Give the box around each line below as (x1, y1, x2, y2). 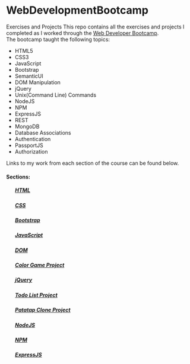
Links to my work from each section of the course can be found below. (6, 159, 179, 167)
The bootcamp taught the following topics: (6, 36, 110, 43)
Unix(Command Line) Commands (14, 91, 97, 98)
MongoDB (14, 123, 40, 130)
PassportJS (14, 142, 43, 149)
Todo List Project (14, 291, 58, 298)
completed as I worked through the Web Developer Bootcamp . (6, 29, 159, 36)
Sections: (6, 173, 31, 180)
